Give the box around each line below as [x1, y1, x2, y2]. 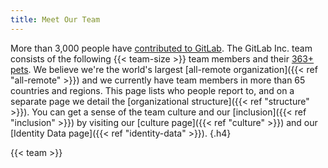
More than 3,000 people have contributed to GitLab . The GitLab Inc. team [10, 42, 313, 54]
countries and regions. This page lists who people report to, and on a [10, 84, 295, 96]
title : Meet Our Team [10, 14, 101, 25]
